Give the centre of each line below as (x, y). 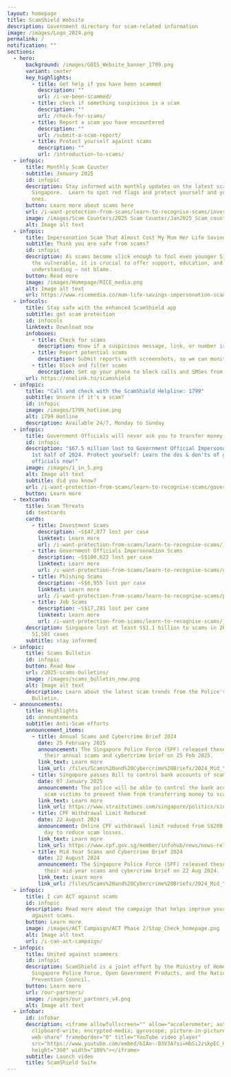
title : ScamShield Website (46, 20)
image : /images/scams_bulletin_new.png (82, 679)
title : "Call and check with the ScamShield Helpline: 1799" (115, 391)
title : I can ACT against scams (71, 896)
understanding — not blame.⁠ (72, 269)
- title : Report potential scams (80, 353)
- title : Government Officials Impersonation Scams (108, 551)
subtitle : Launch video (59, 1056)
